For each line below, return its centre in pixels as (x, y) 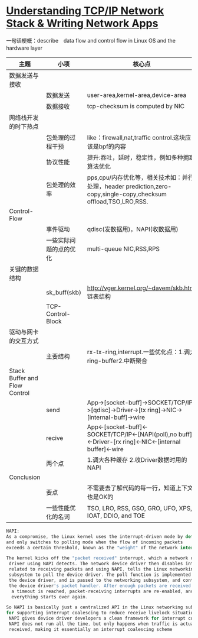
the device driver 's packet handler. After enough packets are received (100, 586)
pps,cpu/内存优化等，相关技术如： (135, 177)
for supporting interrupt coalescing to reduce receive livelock (88, 613)
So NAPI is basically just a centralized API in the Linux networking (95, 607)
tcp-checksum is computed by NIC (136, 106)
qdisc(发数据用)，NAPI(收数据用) (133, 229)
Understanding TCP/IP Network (85, 11)
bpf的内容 (113, 146)
